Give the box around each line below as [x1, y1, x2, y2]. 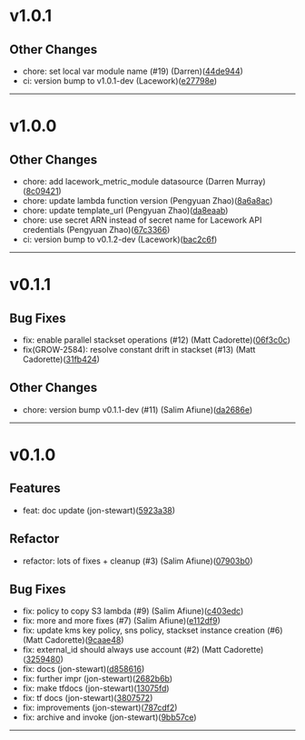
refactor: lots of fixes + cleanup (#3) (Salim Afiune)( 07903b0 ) [22, 555, 253, 566]
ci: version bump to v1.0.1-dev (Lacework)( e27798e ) [22, 75, 218, 86]
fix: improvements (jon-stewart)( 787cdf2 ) [22, 702, 178, 714]
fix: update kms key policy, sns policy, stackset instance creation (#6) [22, 625, 283, 636]
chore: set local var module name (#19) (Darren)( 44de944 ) [22, 65, 243, 76]
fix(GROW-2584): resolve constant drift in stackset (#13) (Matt [22, 345, 256, 355]
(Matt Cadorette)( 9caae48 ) [22, 635, 124, 645]
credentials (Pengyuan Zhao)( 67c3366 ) [22, 225, 171, 235]
